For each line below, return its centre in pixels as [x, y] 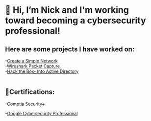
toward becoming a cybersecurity [75, 20]
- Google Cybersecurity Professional [41, 113]
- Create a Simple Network [31, 61]
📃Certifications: [30, 92]
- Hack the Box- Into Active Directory [42, 71]
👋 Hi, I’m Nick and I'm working [67, 10]
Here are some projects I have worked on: [70, 49]
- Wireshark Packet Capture [33, 66]
